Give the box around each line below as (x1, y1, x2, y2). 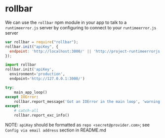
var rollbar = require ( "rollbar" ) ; (5, 39, 79, 45)
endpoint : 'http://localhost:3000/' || (9, 49, 92, 54)
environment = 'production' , (9, 71, 65, 77)
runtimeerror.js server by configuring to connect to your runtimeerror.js (5, 24, 157, 30)
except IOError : (5, 94, 39, 99)
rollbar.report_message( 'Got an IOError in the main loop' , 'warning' (14, 99, 163, 104)
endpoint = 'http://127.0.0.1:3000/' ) (9, 76, 85, 81)
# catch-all (14, 108, 39, 113)
